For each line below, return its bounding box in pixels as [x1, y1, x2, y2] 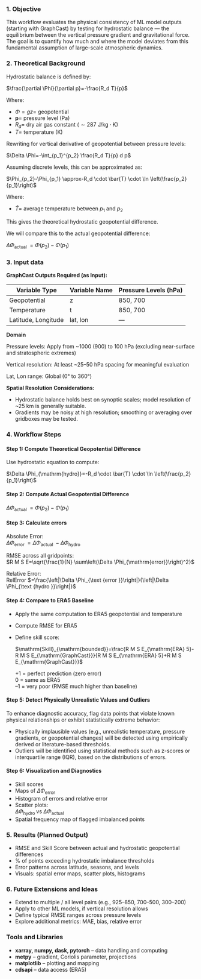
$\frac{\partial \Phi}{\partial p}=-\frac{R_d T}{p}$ [6, 84, 128, 92]
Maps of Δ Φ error [14, 787, 56, 796]
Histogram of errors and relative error [14, 795, 108, 802]
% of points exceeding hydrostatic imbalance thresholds [14, 857, 155, 864]
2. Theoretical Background [6, 59, 86, 68]
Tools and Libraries [6, 933, 64, 942]
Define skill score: [14, 634, 60, 641]
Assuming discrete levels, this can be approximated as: [6, 163, 143, 171]
